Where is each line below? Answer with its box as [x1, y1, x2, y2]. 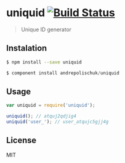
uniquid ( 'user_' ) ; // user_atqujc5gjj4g [6, 119, 109, 125]
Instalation [6, 43, 47, 53]
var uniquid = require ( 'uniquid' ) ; [6, 102, 96, 108]
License [6, 135, 37, 146]
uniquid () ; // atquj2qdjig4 [6, 113, 77, 119]
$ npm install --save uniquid [6, 59, 82, 65]
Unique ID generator [20, 26, 72, 33]
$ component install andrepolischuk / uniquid [6, 70, 120, 76]
